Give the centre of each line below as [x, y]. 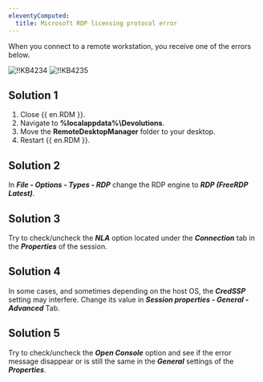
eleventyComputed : [39, 16]
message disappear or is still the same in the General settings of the [121, 361]
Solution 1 [33, 95]
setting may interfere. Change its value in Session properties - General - [129, 299]
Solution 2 [34, 165]
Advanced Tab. [34, 308]
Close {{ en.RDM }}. [53, 115]
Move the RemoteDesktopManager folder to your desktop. [117, 132]
